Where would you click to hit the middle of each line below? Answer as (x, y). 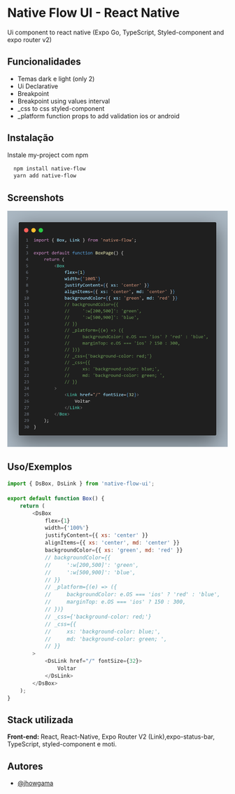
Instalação (31, 138)
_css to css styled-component (61, 108)
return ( (33, 506)
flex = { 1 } (57, 521)
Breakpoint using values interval (64, 101)
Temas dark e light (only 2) (56, 78)
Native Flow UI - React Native (94, 13)
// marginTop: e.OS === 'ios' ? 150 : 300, (115, 602)
